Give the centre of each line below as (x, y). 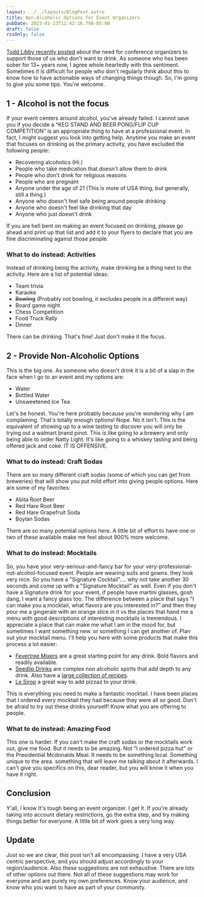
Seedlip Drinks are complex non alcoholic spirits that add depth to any (103, 669)
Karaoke (26, 292)
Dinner (23, 325)
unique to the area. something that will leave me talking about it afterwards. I (102, 761)
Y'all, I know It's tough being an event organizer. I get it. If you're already (97, 808)
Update (21, 840)
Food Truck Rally (36, 318)
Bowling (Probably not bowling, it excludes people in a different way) (101, 299)
